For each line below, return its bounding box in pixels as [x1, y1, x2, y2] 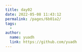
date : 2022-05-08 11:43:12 [5, 12, 61, 17]
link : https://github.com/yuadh [9, 40, 77, 45]
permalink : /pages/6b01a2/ [5, 16, 61, 21]
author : [5, 30, 21, 35]
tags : [5, 21, 16, 26]
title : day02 [5, 7, 32, 12]
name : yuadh [9, 35, 35, 40]
